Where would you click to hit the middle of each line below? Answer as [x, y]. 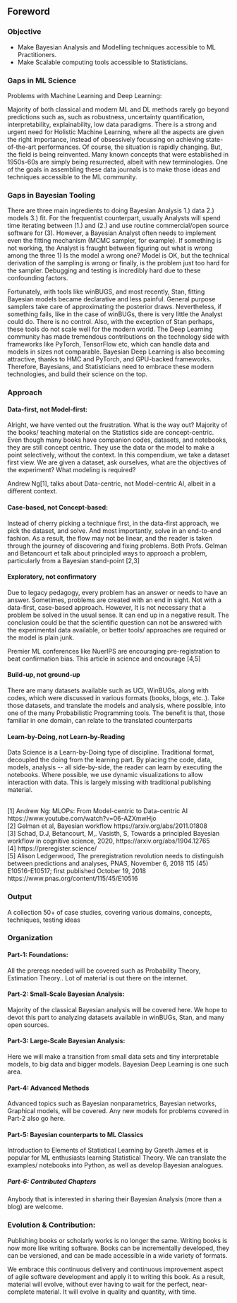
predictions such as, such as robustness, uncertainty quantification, [106, 116]
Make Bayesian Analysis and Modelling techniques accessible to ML [117, 47]
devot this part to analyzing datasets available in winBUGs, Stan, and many [116, 1017]
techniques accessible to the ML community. [72, 176]
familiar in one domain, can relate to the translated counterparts [100, 721]
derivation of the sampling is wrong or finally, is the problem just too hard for [119, 263]
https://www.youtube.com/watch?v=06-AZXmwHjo [82, 819]
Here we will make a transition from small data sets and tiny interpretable [113, 1057]
